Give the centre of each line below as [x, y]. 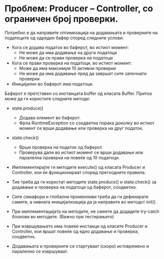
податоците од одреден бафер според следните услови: [64, 38]
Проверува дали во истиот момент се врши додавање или [81, 152]
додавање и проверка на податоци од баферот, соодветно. [74, 187]
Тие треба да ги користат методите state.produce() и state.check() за [84, 182]
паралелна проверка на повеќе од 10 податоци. [69, 157]
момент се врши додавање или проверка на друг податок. [81, 128]
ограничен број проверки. [62, 19]
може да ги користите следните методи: [48, 98]
